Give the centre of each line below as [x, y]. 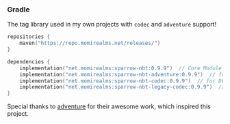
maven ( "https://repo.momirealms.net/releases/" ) [90, 43]
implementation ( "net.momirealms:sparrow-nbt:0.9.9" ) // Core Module [121, 68]
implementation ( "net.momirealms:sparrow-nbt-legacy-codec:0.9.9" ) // [122, 87]
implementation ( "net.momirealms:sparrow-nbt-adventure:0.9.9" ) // [117, 74]
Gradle [18, 10]
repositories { [29, 37]
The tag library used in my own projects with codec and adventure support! [112, 25]
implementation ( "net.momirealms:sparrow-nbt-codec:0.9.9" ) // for [117, 81]
